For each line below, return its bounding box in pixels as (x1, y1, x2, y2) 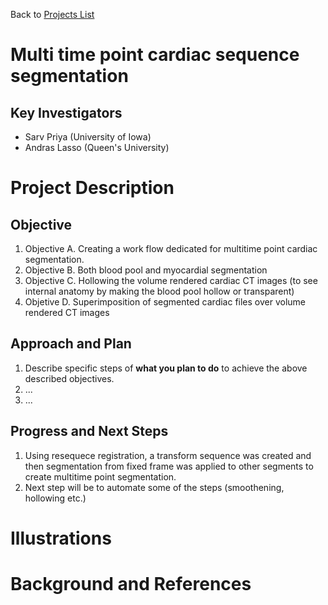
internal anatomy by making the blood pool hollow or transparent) (24, 285, 295, 297)
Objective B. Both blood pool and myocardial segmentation (24, 264, 268, 276)
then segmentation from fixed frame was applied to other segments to (24, 460, 314, 472)
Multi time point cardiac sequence (10, 44, 300, 66)
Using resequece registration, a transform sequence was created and (24, 449, 312, 461)
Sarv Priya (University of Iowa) (24, 131, 152, 143)
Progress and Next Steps (10, 423, 169, 440)
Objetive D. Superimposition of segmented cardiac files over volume (24, 296, 307, 308)
